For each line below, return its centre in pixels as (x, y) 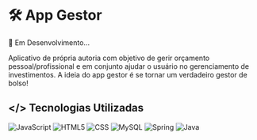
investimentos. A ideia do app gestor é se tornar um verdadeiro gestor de (128, 74)
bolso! (19, 83)
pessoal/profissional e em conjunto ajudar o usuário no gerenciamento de (129, 66)
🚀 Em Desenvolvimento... (49, 42)
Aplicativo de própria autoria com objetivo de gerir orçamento (109, 58)
